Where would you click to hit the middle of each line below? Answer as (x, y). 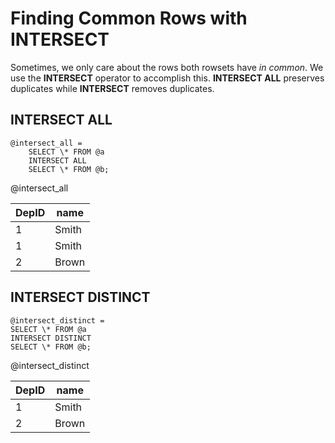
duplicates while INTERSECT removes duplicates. (112, 88)
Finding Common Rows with (129, 18)
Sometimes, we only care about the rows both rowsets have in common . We (167, 67)
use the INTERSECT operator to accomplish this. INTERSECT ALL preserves (167, 78)
